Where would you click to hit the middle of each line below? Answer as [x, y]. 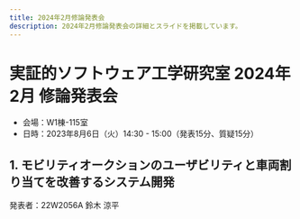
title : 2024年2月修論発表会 [57, 18]
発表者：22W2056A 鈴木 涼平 [64, 205]
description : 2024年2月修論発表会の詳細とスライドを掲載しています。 [126, 26]
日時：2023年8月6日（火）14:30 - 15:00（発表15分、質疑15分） [140, 134]
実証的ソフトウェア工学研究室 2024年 [150, 73]
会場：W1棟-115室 [55, 123]
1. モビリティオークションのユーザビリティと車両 [145, 164]
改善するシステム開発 [115, 182]
